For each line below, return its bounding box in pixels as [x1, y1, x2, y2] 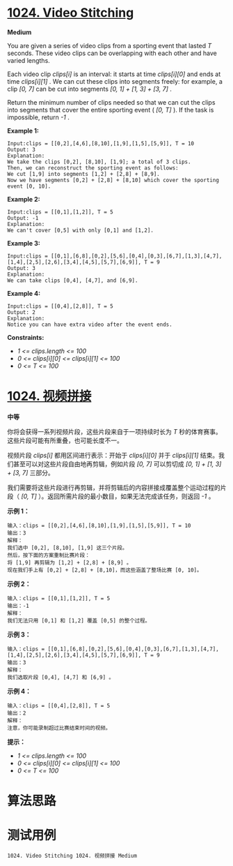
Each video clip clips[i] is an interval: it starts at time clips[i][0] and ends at [7, 70, 221, 78]
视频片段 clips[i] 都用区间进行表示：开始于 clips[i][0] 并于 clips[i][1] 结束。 [7, 451, 219, 459]
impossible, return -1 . [7, 113, 70, 121]
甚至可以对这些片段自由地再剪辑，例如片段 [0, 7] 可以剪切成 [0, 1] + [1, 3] [13, 459, 222, 468]
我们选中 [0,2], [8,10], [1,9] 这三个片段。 [7, 544, 128, 551]
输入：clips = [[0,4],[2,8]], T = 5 [7, 702, 111, 709]
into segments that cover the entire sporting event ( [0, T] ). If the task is [7, 105, 214, 114]
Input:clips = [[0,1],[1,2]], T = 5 [7, 208, 113, 216]
